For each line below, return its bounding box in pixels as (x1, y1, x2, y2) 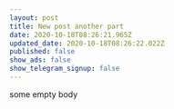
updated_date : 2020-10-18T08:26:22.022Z (9, 38, 166, 48)
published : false (9, 47, 76, 56)
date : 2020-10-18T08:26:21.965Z (9, 30, 132, 39)
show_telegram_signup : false (9, 64, 120, 74)
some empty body (9, 88, 78, 100)
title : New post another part (9, 22, 125, 31)
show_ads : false (9, 55, 71, 64)
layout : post (9, 13, 59, 23)
